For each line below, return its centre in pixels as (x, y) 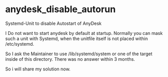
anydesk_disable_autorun (60, 9)
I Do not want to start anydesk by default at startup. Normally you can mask (84, 33)
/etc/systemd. (20, 44)
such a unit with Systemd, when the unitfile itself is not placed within (77, 38)
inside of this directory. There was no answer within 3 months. (70, 59)
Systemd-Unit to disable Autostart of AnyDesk (53, 23)
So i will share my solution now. (38, 69)
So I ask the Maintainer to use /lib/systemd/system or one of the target (79, 54)
